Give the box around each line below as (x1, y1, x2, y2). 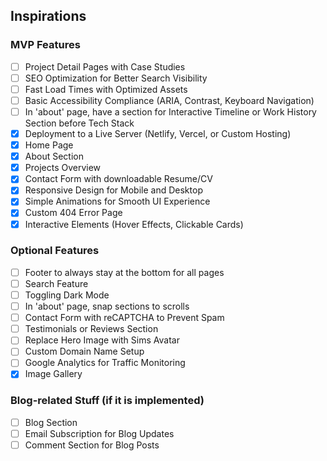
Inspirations (10, 8, 87, 25)
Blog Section (24, 416, 78, 428)
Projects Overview (24, 162, 102, 174)
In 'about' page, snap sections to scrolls (24, 300, 190, 313)
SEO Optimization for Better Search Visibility (24, 72, 208, 84)
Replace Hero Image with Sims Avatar (24, 334, 180, 346)
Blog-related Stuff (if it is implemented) (10, 394, 205, 408)
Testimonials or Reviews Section (24, 323, 159, 335)
